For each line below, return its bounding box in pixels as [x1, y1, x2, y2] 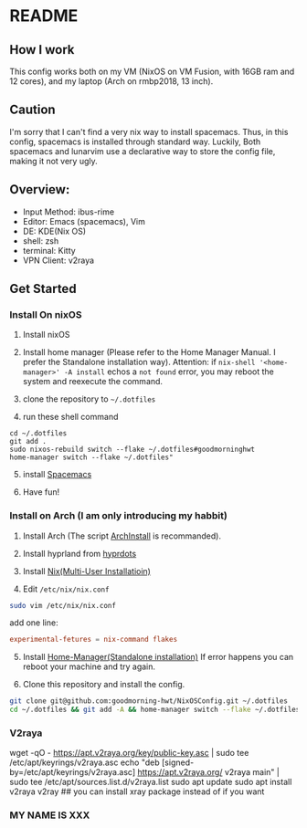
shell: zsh [22, 235, 59, 246]
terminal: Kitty [22, 245, 76, 256]
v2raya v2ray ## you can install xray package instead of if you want [9, 786, 265, 797]
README [9, 5, 79, 26]
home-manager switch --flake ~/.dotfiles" [9, 453, 174, 462]
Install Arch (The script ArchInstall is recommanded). [22, 530, 222, 541]
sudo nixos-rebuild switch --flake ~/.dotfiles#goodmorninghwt [9, 445, 256, 455]
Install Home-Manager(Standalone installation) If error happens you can [22, 652, 294, 663]
